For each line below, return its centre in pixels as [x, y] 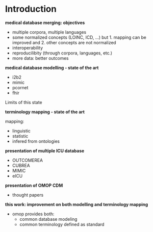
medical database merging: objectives [45, 23]
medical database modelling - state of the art [52, 68]
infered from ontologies [36, 141]
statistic [20, 136]
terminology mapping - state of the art [45, 112]
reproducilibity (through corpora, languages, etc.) [62, 53]
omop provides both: [33, 214]
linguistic [21, 130]
